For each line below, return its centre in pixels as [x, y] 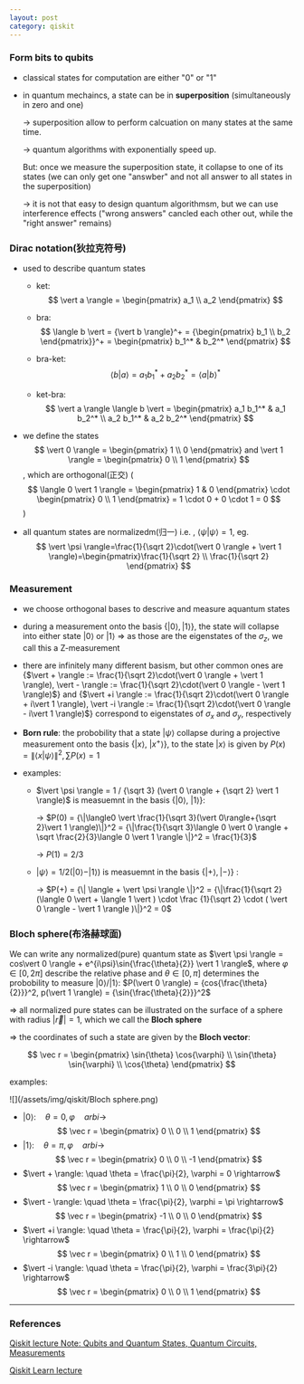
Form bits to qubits [52, 58]
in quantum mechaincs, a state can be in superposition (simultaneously [157, 95]
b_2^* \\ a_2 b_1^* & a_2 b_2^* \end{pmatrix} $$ [165, 418]
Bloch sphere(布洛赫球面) [66, 933]
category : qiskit [42, 26]
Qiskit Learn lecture [46, 1370]
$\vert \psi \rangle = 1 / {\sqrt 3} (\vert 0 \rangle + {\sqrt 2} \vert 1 [157, 790]
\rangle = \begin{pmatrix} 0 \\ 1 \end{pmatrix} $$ [159, 459]
